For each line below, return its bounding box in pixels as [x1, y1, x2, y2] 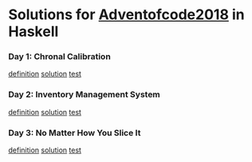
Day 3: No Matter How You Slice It [8, 127, 141, 138]
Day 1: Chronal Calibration [8, 51, 112, 62]
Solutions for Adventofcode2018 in [8, 6, 245, 24]
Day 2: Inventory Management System [8, 89, 161, 101]
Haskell [8, 22, 59, 41]
